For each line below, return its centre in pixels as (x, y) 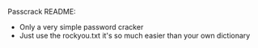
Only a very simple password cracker (81, 27)
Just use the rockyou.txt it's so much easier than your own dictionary (135, 36)
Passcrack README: (42, 12)
